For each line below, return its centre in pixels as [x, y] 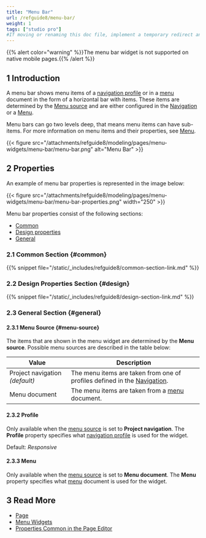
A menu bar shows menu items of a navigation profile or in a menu [90, 93]
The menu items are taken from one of [126, 373]
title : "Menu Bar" [30, 12]
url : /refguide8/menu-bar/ [41, 18]
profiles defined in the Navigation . [120, 381]
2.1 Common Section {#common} [57, 254]
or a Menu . [20, 112]
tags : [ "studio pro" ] [34, 29]
